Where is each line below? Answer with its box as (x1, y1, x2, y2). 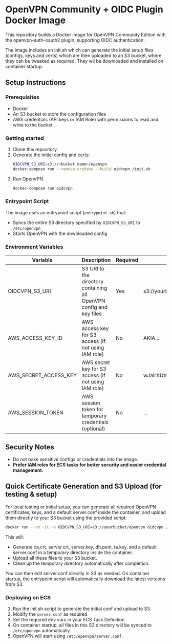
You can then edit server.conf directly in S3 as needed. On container (5, 570, 150, 576)
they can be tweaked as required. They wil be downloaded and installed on (5, 58, 164, 64)
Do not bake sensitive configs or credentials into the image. (12, 456, 138, 462)
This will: (5, 533, 24, 540)
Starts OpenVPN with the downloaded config (12, 230, 107, 236)
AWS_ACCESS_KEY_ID (8, 335, 63, 342)
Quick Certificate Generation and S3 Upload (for (5, 482, 162, 491)
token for (81, 406, 103, 413)
